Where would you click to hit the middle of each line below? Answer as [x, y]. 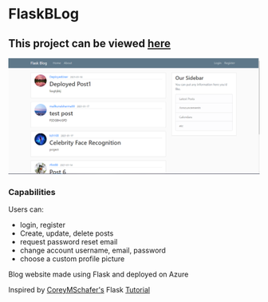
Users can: [26, 209]
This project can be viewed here [90, 44]
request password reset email [69, 242]
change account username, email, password [93, 250]
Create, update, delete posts [67, 233]
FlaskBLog [44, 14]
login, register [43, 225]
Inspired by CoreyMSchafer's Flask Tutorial [79, 290]
